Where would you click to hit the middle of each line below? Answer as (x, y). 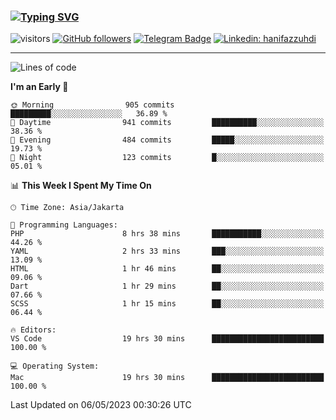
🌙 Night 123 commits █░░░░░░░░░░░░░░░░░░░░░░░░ (167, 158)
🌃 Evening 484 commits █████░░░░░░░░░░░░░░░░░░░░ (167, 140)
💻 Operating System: (55, 366)
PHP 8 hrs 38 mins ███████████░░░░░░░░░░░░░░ (167, 234)
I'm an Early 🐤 (39, 87)
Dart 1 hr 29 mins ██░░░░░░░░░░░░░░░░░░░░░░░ (167, 286)
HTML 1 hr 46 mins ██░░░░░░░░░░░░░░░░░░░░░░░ (167, 269)
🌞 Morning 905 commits (92, 105)
